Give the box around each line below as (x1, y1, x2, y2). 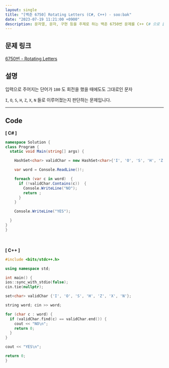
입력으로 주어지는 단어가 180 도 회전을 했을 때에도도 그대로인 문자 (5, 86, 133, 92)
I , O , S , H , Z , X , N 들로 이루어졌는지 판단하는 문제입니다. (5, 97, 112, 103)
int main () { (5, 275, 33, 280)
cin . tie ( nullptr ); (5, 284, 44, 290)
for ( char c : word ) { (5, 312, 53, 317)
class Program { (5, 144, 39, 149)
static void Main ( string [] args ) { (10, 149, 84, 154)
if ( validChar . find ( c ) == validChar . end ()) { (10, 316, 107, 322)
